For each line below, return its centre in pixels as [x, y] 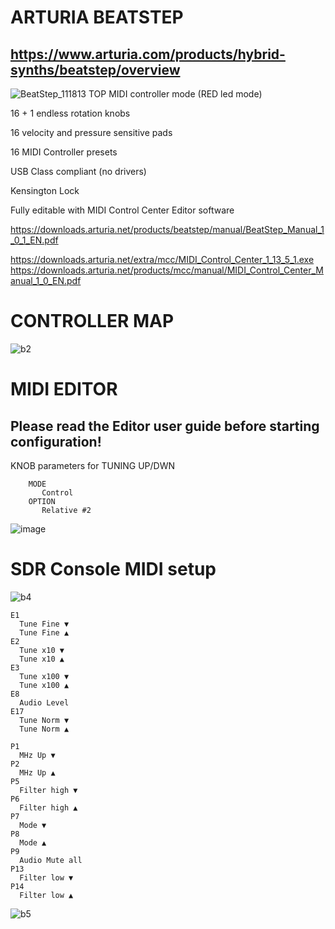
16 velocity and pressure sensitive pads [91, 132]
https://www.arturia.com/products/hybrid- [148, 54]
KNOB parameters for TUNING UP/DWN [93, 465]
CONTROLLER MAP [92, 321]
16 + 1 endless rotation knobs [70, 113]
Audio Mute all [51, 860]
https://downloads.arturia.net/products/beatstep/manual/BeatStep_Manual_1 [167, 229]
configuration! [56, 441]
